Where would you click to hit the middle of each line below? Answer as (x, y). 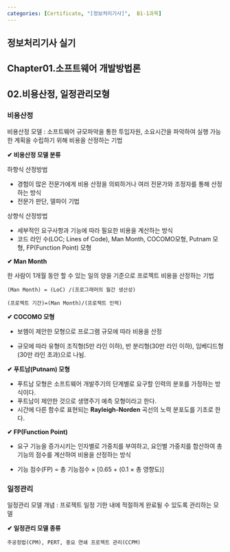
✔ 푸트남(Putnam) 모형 (38, 369)
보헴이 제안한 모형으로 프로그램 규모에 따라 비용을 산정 (90, 331)
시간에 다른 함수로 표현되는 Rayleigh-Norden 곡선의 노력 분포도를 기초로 (115, 410)
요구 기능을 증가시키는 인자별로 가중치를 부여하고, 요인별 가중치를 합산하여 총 (120, 446)
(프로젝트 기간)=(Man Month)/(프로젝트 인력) (65, 303)
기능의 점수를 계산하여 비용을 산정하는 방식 (74, 455)
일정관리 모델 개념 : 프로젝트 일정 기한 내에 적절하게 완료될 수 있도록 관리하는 (110, 505)
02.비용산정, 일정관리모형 (58, 94)
